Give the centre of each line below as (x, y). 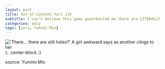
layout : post (19, 10)
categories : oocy (23, 23)
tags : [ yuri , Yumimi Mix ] (32, 28)
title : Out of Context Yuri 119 (38, 14)
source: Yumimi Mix (25, 62)
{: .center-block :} (23, 53)
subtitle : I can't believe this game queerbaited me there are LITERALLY (83, 19)
